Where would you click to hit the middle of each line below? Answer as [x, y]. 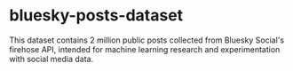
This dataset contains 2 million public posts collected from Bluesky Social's [147, 40]
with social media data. [51, 59]
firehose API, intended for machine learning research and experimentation [145, 49]
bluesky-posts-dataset [96, 16]
